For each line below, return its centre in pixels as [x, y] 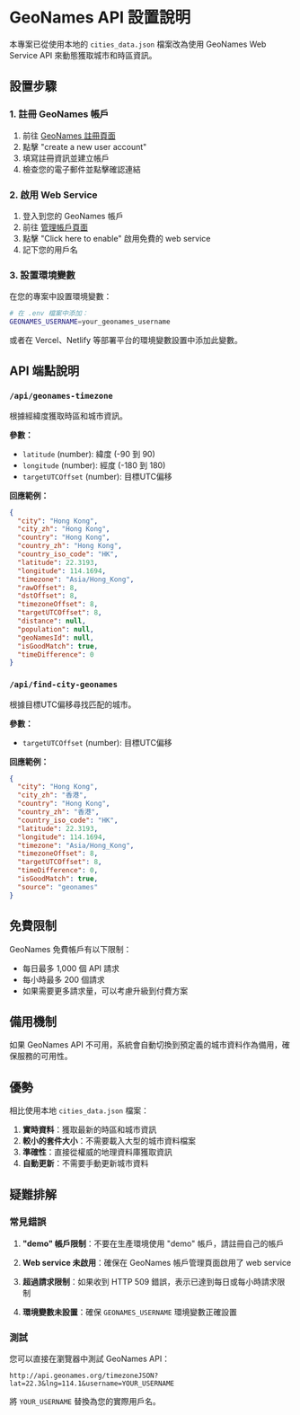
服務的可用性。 [44, 1057]
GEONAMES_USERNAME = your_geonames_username [90, 322]
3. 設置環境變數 [43, 275]
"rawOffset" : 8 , [48, 588]
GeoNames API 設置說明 [100, 18]
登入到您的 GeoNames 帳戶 [73, 216]
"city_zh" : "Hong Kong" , [64, 529]
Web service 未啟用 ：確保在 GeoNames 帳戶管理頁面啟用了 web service [157, 1262]
